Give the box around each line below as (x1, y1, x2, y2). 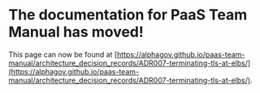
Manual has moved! (8, 23, 144, 41)
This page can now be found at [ (8, 49, 118, 59)
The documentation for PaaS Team (8, 6, 248, 24)
